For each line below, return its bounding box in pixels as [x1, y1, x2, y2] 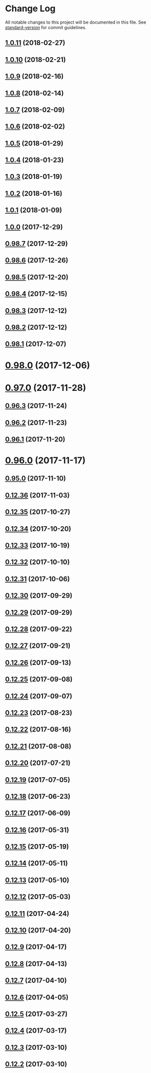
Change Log [5, 3, 56, 14]
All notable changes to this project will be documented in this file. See [5, 19, 147, 25]
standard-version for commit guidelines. [5, 24, 87, 30]
